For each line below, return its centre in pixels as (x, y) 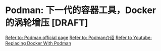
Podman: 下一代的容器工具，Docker (81, 10)
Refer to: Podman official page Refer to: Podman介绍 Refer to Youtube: (79, 37)
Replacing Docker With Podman (38, 43)
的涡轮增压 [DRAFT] (47, 23)
